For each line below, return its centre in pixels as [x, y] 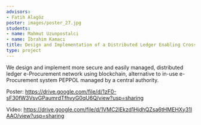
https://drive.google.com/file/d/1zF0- [71, 91]
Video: [14, 109]
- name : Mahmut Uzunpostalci [42, 34]
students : [19, 28]
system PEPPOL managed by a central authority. [99, 80]
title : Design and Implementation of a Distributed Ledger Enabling [93, 45]
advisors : [19, 12]
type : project [24, 51]
